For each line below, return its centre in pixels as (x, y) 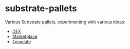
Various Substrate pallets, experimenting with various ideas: (65, 22)
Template (21, 41)
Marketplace (25, 36)
